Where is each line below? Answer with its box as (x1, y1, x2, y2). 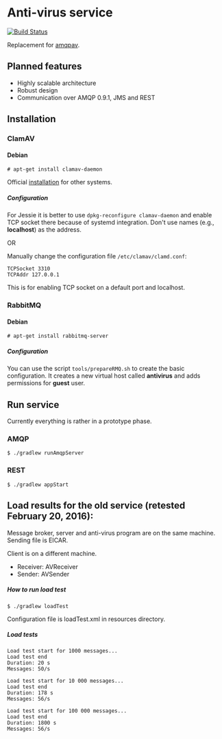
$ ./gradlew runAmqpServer (7, 450, 84, 457)
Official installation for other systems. (7, 178, 113, 186)
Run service (7, 399, 60, 411)
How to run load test (7, 585, 66, 594)
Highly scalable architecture (16, 79, 97, 87)
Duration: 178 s (7, 690, 53, 696)
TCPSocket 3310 (7, 265, 51, 272)
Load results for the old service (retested (7, 500, 186, 511)
